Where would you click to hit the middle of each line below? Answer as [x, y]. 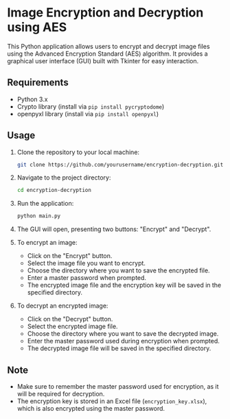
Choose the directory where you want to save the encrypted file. [119, 270]
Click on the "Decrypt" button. [70, 319]
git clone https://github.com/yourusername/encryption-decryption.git [120, 164]
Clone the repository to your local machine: [78, 152]
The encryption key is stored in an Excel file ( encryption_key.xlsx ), [112, 401]
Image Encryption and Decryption [105, 13]
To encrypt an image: [47, 243]
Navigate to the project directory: [64, 178]
